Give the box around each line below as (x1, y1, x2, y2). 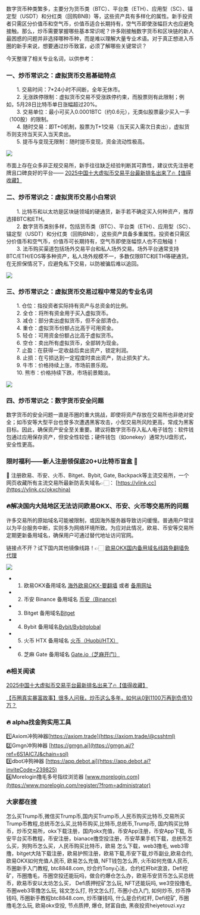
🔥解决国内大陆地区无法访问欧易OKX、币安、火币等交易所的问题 (6, 502, 189, 510)
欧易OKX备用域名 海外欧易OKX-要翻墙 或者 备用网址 (23, 582, 152, 589)
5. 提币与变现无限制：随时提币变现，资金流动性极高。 (16, 138, 148, 145)
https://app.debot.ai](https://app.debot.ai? (47, 758, 151, 765)
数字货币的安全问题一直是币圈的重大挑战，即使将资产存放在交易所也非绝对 (6, 411, 189, 419)
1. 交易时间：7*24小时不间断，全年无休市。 (16, 86, 123, 93)
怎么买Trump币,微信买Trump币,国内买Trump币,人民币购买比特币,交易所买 (6, 812, 186, 820)
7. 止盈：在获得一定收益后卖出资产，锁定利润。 (16, 346, 132, 354)
